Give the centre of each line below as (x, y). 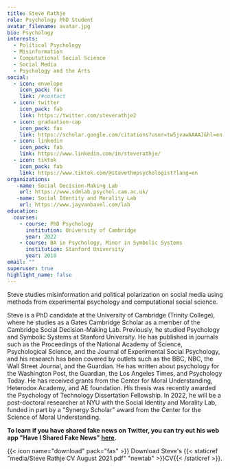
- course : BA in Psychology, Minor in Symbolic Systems (101, 243)
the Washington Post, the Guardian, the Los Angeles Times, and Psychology (115, 373)
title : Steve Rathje (37, 13)
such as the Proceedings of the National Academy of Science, (95, 344)
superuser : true (30, 268)
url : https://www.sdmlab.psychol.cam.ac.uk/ (84, 192)
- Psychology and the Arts (52, 71)
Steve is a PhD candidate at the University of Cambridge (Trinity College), (111, 315)
